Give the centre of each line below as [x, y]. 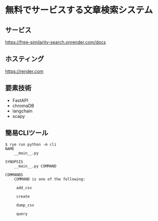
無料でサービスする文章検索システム [79, 10]
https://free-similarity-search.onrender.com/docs [55, 42]
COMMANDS [14, 175]
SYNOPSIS [14, 162]
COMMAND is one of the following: [50, 179]
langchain [22, 111]
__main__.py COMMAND [35, 166]
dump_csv [25, 205]
